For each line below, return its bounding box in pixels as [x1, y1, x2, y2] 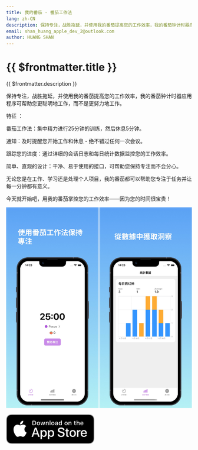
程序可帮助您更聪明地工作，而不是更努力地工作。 [6, 100, 125, 107]
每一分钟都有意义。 [6, 183, 53, 190]
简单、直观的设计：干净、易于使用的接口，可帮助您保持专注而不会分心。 [6, 163, 181, 170]
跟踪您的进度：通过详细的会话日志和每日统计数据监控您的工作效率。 [6, 150, 171, 157]
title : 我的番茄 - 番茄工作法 [6, 9, 72, 15]
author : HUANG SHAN [6, 34, 54, 41]
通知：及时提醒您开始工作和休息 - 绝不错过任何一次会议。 [6, 138, 146, 145]
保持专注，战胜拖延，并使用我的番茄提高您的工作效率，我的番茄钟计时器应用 [6, 92, 192, 100]
